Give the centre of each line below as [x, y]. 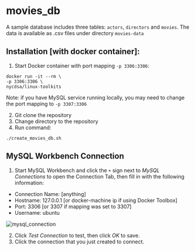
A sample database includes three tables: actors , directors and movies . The [98, 27]
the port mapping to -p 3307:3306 [47, 104]
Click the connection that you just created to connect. [79, 242]
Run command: [33, 128]
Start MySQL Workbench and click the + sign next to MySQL [87, 170]
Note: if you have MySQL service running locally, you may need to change [95, 97]
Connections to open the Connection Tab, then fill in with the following [99, 176]
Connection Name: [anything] [50, 194]
